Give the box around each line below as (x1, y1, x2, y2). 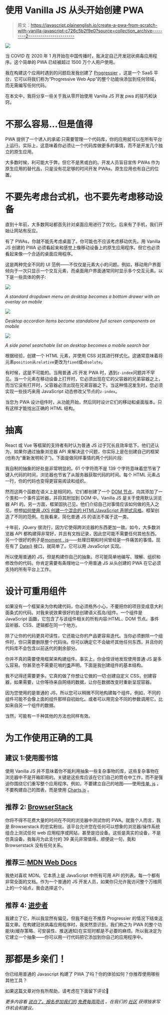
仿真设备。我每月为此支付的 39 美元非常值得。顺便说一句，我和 (5, 836, 136, 842)
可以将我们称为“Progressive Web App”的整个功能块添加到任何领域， (18, 76, 159, 82)
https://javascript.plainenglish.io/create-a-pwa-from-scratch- (30, 22, 157, 28)
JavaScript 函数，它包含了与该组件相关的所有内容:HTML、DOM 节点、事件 (5, 616, 159, 622)
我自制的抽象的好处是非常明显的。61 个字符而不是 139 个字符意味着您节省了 (5, 465, 161, 471)
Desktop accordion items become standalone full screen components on (5, 318, 155, 324)
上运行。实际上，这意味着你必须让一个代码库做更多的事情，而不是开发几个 (5, 142, 158, 148)
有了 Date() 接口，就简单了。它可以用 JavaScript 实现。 (9, 543, 124, 549)
